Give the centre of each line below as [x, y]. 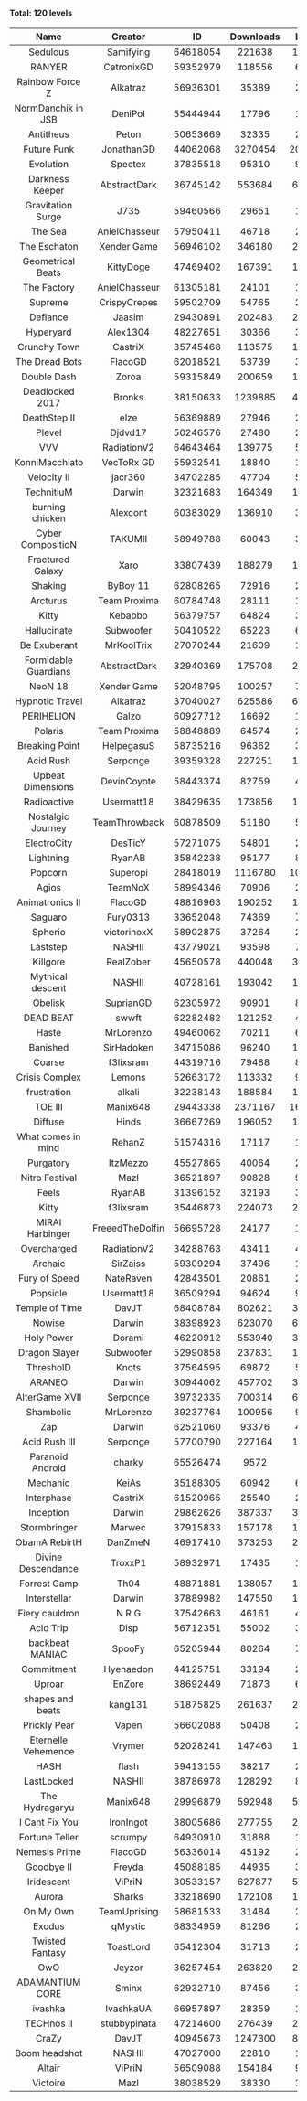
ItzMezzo [128, 1163]
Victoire [48, 2083]
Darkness [49, 179]
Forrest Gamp [49, 1584]
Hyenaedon [128, 1669]
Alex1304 [129, 332]
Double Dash [49, 377]
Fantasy [49, 1953]
